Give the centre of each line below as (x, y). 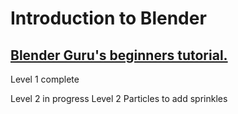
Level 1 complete (45, 79)
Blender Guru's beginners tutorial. (119, 55)
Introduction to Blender (108, 18)
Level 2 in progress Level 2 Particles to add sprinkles (119, 98)
